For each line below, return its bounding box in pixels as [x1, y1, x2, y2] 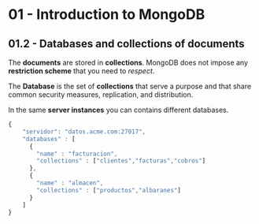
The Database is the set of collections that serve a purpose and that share [8, 81, 252, 91]
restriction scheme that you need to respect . [8, 66, 155, 76]
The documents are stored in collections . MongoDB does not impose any [8, 58, 249, 67]
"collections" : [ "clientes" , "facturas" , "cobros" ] [36, 157, 206, 165]
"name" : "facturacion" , [36, 150, 118, 158]
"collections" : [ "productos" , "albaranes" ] [36, 186, 181, 194]
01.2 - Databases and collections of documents [8, 37, 246, 50]
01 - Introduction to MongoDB [8, 6, 205, 24]
